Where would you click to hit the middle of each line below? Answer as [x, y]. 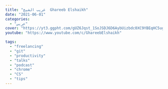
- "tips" [19, 79]
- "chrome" [21, 70]
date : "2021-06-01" [25, 14]
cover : [12, 28]
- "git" [18, 51]
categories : [17, 19]
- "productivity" [28, 56]
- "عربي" [19, 24]
